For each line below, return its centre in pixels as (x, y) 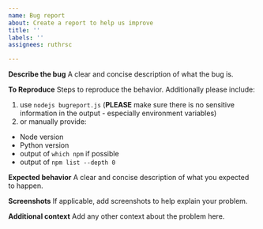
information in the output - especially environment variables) (118, 113)
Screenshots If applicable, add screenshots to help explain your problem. (128, 201)
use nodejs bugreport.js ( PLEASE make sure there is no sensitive (127, 105)
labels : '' (26, 38)
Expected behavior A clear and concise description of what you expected (129, 178)
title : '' (24, 30)
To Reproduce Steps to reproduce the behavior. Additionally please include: (131, 90)
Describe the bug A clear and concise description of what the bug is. (121, 74)
